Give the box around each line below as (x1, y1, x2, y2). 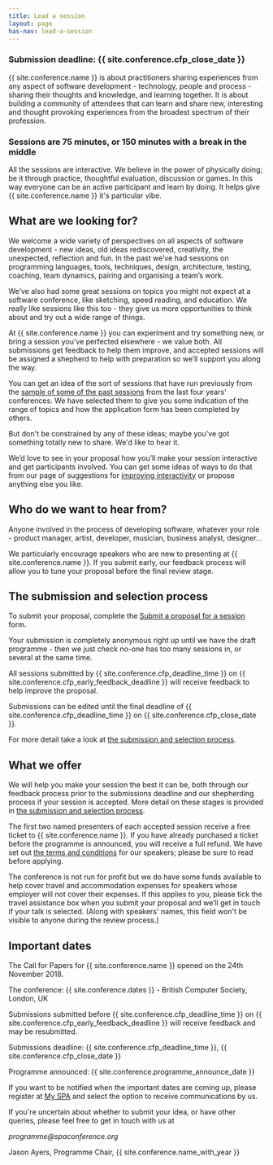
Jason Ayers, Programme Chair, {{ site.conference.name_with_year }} (8, 1147, 240, 1157)
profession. (8, 116, 46, 125)
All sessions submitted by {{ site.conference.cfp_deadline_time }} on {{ (8, 668, 246, 678)
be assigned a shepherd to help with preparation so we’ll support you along (8, 353, 262, 363)
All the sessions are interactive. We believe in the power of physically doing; (8, 164, 263, 174)
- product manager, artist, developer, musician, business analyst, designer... (8, 532, 262, 542)
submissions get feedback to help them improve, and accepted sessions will (8, 345, 264, 355)
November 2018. (8, 970, 64, 979)
